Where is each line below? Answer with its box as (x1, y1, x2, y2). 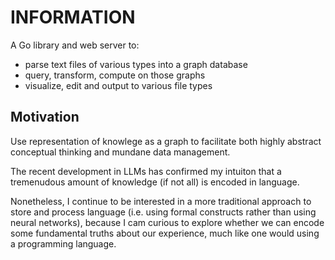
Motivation (10, 109, 80, 126)
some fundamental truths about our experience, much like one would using (10, 227, 320, 239)
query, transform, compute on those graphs (24, 69, 206, 81)
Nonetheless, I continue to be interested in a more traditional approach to (10, 195, 312, 207)
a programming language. (10, 237, 117, 250)
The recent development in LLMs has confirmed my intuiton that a (10, 165, 282, 177)
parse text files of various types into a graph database (24, 58, 248, 70)
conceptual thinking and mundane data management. (10, 146, 231, 158)
